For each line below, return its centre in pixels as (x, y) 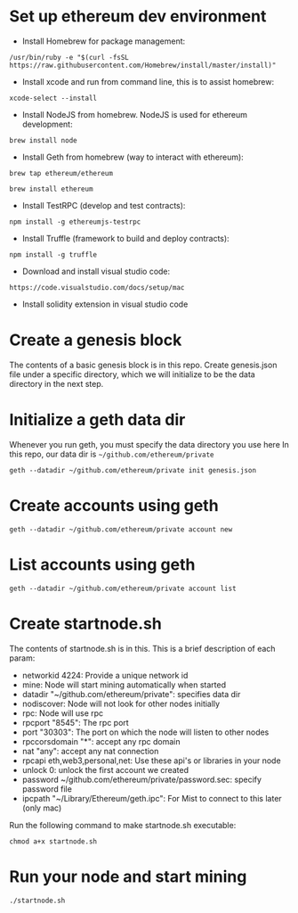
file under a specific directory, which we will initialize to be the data (132, 374)
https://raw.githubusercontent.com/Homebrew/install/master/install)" (143, 65)
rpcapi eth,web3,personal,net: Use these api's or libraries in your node (152, 761)
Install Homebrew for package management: (104, 41)
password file (47, 789)
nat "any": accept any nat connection (90, 751)
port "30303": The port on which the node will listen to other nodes (145, 732)
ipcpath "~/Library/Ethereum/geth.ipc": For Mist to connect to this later (152, 798)
